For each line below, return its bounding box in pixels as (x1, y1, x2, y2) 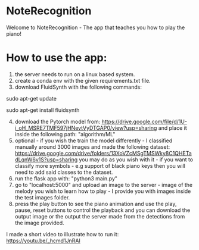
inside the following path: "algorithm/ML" (14, 130, 116, 137)
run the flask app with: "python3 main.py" (14, 174, 118, 182)
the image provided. (14, 219, 64, 226)
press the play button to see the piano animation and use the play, (14, 200, 177, 207)
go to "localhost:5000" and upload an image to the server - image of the (14, 181, 193, 188)
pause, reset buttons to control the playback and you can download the (14, 207, 191, 214)
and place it (158, 124, 188, 132)
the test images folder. (14, 193, 70, 201)
